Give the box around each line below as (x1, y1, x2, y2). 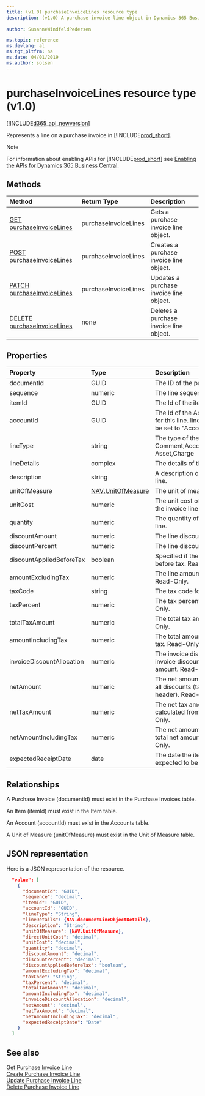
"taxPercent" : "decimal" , (22, 979, 88, 986)
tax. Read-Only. (154, 640, 201, 648)
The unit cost (154, 497, 193, 505)
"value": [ (12, 877, 40, 883)
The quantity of (154, 514, 200, 523)
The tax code (154, 587, 193, 596)
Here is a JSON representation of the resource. (6, 865, 125, 873)
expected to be (154, 759, 198, 767)
